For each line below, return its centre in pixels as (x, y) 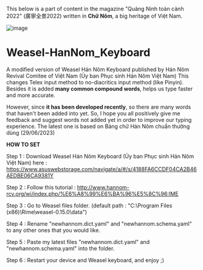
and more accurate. (31, 95)
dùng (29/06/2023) (31, 132)
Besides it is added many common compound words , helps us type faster (100, 89)
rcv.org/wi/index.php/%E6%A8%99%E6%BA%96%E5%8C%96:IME (92, 194)
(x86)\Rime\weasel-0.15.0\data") (47, 212)
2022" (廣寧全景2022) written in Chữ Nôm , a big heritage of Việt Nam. (95, 16)
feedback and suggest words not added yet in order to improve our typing (99, 120)
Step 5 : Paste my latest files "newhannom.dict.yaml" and (78, 241)
